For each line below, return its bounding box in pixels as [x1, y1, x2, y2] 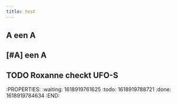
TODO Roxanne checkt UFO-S [6, 70, 118, 80]
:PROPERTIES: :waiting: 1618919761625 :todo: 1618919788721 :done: [6, 86, 172, 93]
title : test [6, 8, 36, 15]
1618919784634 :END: [6, 92, 60, 99]
